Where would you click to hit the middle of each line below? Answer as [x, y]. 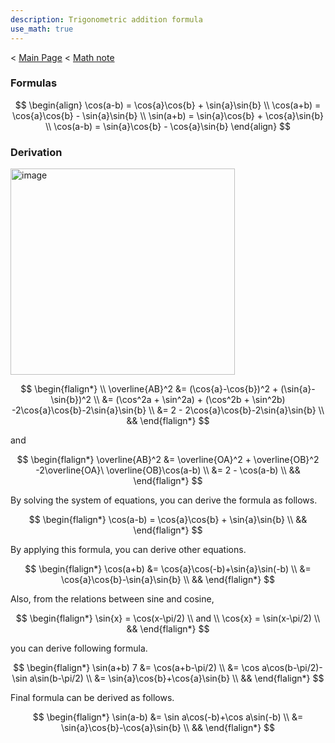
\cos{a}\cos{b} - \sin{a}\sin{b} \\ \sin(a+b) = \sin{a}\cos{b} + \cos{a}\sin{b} [167, 115]
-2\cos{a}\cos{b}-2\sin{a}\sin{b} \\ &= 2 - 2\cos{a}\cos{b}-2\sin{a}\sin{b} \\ [168, 410]
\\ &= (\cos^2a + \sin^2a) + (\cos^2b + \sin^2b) [189, 400]
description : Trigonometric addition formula [106, 19]
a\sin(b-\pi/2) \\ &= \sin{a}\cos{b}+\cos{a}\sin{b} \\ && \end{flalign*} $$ [177, 678]
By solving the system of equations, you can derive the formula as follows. [164, 500]
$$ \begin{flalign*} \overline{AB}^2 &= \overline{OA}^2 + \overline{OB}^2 [168, 460]
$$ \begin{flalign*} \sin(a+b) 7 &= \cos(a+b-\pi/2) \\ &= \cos [136, 668]
